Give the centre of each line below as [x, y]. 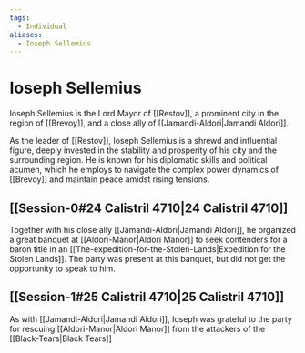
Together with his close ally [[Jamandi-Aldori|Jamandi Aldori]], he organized [152, 230]
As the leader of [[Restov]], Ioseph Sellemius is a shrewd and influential [143, 141]
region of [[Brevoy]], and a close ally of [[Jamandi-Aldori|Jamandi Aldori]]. [149, 123]
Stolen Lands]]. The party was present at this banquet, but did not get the [147, 259]
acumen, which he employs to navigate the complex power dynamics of [144, 170]
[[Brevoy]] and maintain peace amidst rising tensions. [110, 179]
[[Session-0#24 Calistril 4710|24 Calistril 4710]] [149, 208]
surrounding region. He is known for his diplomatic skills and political [138, 160]
